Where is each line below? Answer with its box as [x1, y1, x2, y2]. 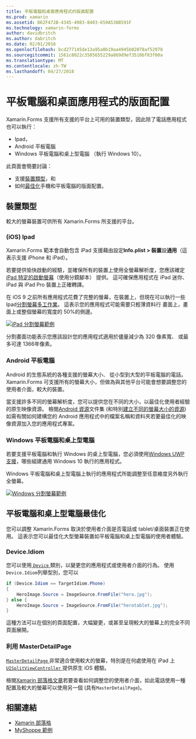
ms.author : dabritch [6, 36, 57, 42]
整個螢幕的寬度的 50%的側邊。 [21, 308, 96, 315]
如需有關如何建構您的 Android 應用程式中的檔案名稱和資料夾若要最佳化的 [6, 413, 181, 420]
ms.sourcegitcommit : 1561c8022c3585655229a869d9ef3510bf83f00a [6, 52, 163, 58]
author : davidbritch [6, 30, 57, 36]
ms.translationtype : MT [6, 57, 64, 63]
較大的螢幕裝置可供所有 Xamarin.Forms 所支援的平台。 [6, 218, 137, 225]
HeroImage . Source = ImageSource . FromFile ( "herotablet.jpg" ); [16, 602, 168, 609]
